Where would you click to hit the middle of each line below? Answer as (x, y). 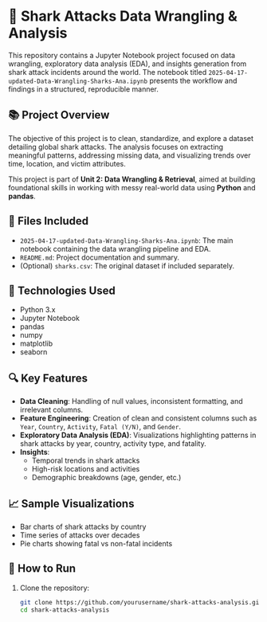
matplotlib (36, 344)
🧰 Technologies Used (62, 290)
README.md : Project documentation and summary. (100, 257)
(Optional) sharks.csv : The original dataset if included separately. (127, 265)
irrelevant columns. (51, 410)
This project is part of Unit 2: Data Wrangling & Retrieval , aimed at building (132, 179)
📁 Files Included (49, 221)
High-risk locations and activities (86, 469)
